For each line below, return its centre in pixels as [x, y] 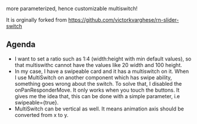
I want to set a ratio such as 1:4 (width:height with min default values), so [103, 59]
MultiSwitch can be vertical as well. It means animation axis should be [99, 109]
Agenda [21, 44]
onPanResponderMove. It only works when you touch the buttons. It [97, 90]
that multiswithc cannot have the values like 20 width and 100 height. [98, 65]
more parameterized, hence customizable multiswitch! [72, 9]
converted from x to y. [41, 115]
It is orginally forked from [36, 20]
